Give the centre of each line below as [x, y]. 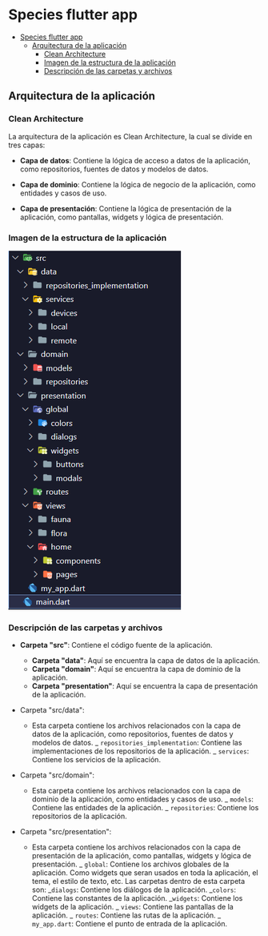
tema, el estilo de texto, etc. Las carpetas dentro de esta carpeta [138, 882]
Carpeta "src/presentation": [66, 832]
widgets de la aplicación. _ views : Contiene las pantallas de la [132, 907]
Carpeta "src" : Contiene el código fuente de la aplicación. [116, 645]
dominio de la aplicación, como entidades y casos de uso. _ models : [143, 799]
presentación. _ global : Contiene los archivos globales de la [130, 864]
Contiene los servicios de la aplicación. [96, 760]
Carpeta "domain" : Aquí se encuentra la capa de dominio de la [136, 669]
